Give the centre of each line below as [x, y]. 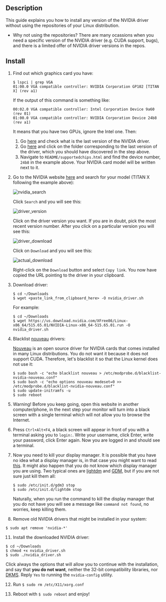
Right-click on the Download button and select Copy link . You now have [85, 269]
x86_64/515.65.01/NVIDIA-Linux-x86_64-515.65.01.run [68, 325]
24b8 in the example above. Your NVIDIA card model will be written [88, 162]
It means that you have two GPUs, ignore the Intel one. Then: [75, 132]
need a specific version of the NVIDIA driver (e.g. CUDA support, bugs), [86, 40]
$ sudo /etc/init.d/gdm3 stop [44, 485]
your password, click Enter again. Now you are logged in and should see [86, 440]
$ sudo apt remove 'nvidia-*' [37, 528]
